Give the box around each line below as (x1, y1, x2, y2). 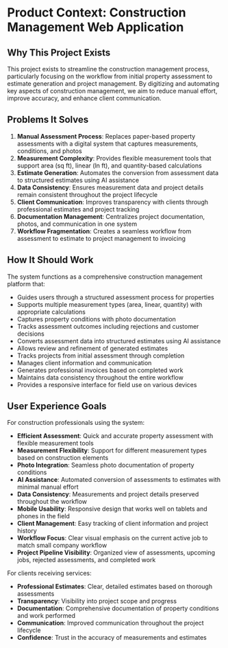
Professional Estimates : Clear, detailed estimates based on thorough (16, 582, 213, 591)
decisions (16, 329, 45, 338)
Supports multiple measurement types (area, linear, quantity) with (16, 300, 203, 308)
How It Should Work (7, 254, 94, 266)
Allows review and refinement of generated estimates (16, 344, 168, 352)
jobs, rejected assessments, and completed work (16, 556, 156, 564)
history (16, 526, 38, 535)
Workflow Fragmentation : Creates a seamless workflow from (16, 227, 192, 235)
